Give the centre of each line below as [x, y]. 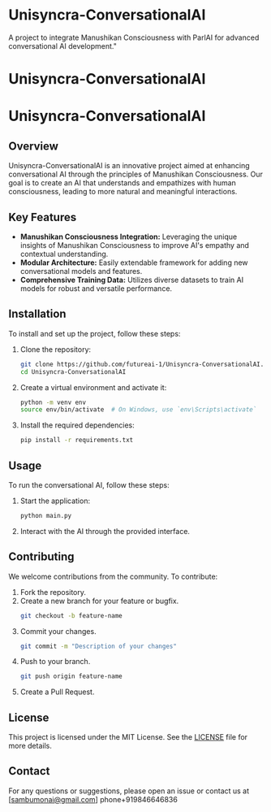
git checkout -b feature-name [71, 615]
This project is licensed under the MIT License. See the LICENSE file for [128, 737]
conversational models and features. [81, 271]
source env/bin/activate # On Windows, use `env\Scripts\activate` [138, 410]
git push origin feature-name [71, 676]
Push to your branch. [55, 662]
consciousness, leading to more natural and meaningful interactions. [123, 192]
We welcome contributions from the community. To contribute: [113, 576]
